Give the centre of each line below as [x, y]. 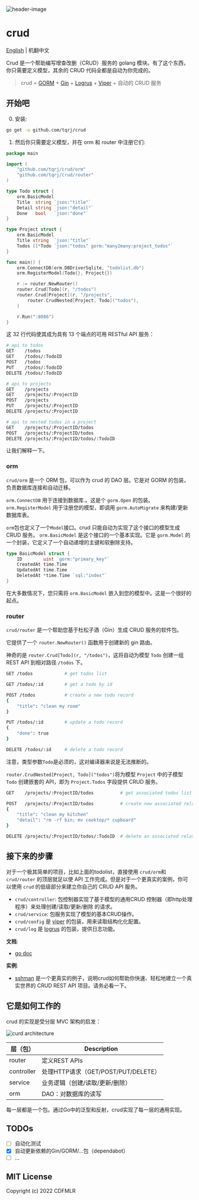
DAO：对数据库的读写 [71, 1094]
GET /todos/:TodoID [34, 357]
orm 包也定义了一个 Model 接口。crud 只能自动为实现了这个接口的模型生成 [93, 527]
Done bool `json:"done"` [53, 213]
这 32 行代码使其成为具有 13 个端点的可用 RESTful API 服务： [80, 334]
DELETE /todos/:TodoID [34, 373]
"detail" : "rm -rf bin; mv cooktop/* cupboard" [76, 820]
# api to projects [29, 384]
